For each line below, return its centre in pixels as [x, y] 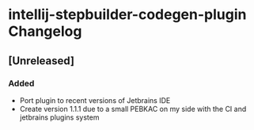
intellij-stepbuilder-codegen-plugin [127, 15]
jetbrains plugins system [59, 117]
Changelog [45, 31]
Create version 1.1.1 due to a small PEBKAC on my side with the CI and [133, 109]
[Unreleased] [42, 61]
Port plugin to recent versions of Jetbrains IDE [95, 100]
